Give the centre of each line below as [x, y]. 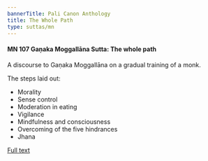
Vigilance [31, 114]
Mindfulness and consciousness [64, 121]
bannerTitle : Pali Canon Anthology [59, 14]
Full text [18, 150]
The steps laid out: [34, 78]
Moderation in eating [47, 106]
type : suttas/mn [31, 27]
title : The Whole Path [40, 20]
